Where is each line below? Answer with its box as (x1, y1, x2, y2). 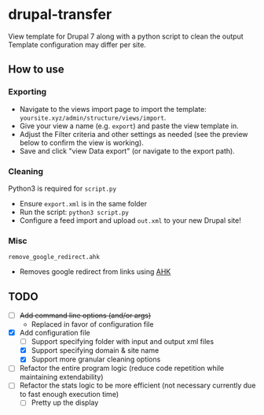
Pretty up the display (31, 398, 99, 407)
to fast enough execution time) (19, 390, 119, 399)
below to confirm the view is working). (19, 138, 144, 147)
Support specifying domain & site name (31, 346, 159, 355)
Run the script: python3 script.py (19, 207, 130, 217)
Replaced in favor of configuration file (31, 320, 154, 329)
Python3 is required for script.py (8, 183, 116, 193)
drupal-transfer (8, 6, 112, 24)
